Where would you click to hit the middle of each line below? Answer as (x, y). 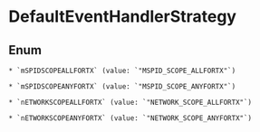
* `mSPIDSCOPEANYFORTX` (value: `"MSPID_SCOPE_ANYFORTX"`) (122, 87)
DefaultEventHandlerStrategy (123, 17)
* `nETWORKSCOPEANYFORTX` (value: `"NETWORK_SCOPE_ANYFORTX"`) (130, 118)
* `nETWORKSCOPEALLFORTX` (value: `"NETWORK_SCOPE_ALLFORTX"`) (130, 102)
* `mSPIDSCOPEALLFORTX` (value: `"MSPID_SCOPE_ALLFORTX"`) (122, 71)
